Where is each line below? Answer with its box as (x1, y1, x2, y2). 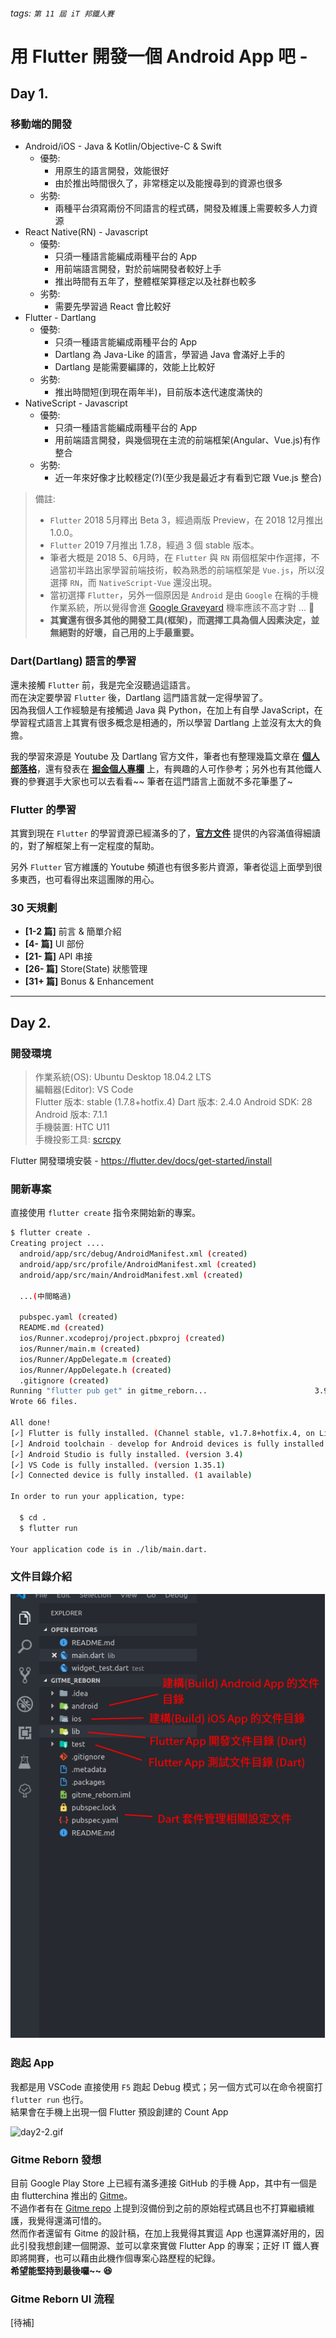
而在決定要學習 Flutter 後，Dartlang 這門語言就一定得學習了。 (10, 691, 269, 703)
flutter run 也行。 (10, 2093, 89, 2105)
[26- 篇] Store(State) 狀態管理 (24, 963, 148, 975)
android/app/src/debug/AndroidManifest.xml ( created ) (19, 1249, 248, 1259)
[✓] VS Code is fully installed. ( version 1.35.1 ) (10, 1460, 226, 1470)
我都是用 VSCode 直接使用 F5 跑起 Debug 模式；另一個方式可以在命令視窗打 (10, 2080, 323, 2093)
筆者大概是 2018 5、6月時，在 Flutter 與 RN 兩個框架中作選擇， (49, 552, 312, 564)
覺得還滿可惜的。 (36, 2215, 107, 2227)
